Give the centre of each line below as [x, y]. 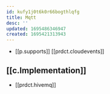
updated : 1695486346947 [36, 29]
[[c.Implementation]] [46, 70]
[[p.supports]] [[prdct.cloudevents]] [60, 51]
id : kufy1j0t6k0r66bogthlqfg [43, 12]
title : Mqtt [21, 17]
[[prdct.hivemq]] [35, 84]
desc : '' [17, 23]
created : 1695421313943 [36, 34]
